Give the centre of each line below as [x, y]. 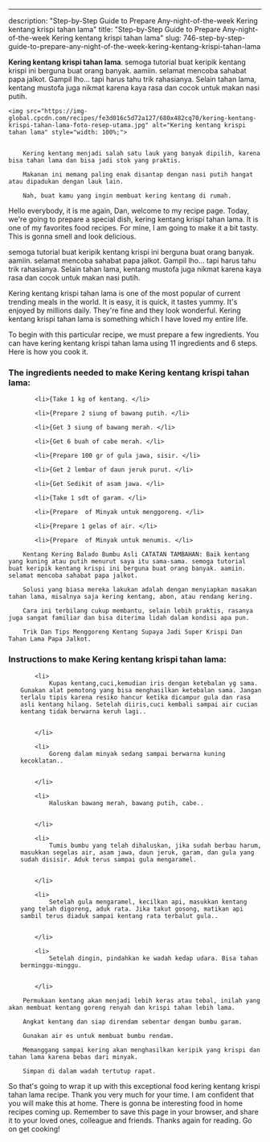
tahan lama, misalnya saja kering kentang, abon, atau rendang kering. [131, 597]
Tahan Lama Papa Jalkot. [50, 639]
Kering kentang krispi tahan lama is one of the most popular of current [125, 293]
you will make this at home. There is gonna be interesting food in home [126, 1103]
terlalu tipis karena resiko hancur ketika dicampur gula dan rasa [135, 697]
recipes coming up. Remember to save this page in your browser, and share [133, 1111]
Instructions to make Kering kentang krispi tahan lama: [118, 659]
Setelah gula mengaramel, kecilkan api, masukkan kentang [148, 902]
